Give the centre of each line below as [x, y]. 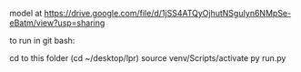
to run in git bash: [42, 41]
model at [26, 13]
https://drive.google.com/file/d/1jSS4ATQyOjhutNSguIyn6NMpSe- [168, 13]
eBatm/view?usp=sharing [57, 23]
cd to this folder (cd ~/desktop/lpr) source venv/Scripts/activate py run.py [148, 58]
